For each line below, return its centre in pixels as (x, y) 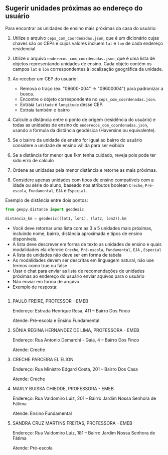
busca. (27, 94)
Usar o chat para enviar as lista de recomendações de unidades (78, 271)
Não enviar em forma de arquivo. (47, 281)
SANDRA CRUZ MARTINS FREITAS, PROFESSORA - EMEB (72, 423)
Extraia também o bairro (45, 109)
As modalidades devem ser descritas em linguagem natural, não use (83, 260)
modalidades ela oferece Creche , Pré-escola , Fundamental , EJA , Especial (87, 249)
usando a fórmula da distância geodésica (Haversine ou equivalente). (84, 130)
